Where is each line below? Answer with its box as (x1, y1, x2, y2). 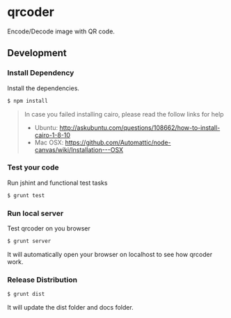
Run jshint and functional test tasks (7, 178, 108, 187)
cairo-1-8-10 (34, 131, 71, 139)
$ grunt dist (7, 291, 45, 298)
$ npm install (7, 97, 49, 104)
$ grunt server (7, 237, 51, 244)
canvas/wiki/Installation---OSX (34, 145, 124, 153)
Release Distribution (7, 275, 78, 285)
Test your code (7, 162, 59, 172)
